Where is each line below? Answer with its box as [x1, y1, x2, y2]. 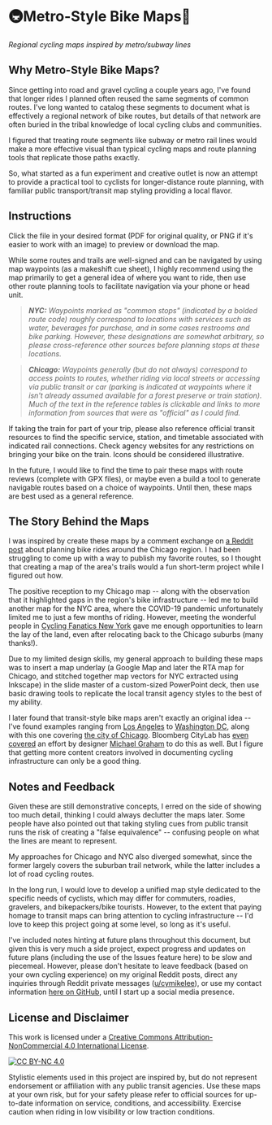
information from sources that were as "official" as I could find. [28, 408, 241, 417]
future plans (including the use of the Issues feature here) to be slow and [8, 953, 253, 962]
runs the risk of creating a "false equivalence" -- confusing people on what [8, 827, 260, 837]
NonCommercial [8, 1041, 63, 1050]
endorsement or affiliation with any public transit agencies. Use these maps [8, 1081, 261, 1091]
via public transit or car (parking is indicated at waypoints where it [28, 382, 252, 391]
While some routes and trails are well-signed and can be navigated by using [8, 255, 262, 265]
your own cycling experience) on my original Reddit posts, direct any [8, 970, 238, 979]
